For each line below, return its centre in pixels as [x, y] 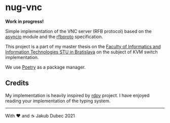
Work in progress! [25, 21]
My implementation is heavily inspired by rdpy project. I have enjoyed [77, 95]
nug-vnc [24, 7]
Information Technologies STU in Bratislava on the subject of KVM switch [81, 52]
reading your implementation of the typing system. [58, 101]
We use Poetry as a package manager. [46, 67]
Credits [17, 83]
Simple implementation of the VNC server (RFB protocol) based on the [78, 31]
